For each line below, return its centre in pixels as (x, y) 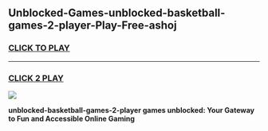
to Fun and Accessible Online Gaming (72, 118)
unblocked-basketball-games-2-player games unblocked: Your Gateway (132, 110)
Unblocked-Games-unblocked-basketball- (117, 13)
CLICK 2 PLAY (36, 78)
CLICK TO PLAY (39, 48)
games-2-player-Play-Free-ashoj (93, 26)
